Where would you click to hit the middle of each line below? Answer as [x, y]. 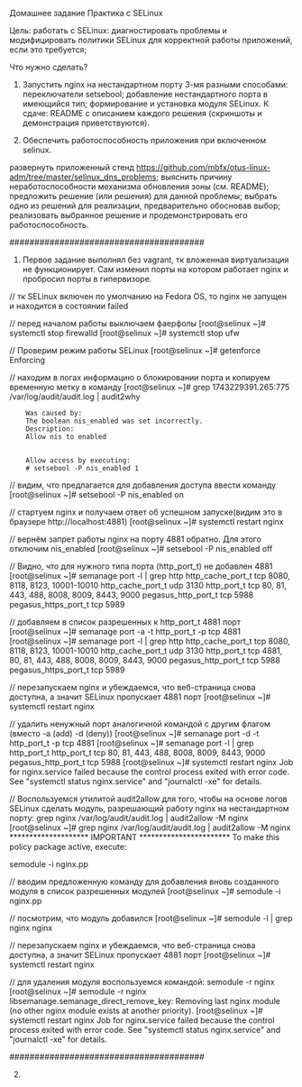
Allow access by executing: [78, 461]
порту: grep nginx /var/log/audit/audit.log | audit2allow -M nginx [129, 818]
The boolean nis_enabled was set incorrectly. [114, 421]
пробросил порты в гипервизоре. [87, 279]
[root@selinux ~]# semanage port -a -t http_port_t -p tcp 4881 [125, 631]
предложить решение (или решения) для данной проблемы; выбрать [143, 196]
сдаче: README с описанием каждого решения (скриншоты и [142, 113]
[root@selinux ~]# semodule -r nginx [78, 991]
